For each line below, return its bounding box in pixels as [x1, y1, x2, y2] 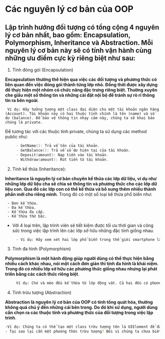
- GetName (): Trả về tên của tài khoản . [16, 143, 100, 148]
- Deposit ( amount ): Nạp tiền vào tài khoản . [16, 152, 109, 157]
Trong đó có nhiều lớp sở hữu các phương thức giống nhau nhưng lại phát [5, 266, 158, 272]
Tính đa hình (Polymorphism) [12, 246, 71, 252]
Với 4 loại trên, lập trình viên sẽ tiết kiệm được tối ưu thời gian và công [12, 222, 154, 228]
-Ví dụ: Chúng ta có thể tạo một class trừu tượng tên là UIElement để [5, 324, 155, 330]
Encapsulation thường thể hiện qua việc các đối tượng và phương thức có [5, 76, 157, 82]
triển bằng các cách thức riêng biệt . [5, 271, 80, 277]
